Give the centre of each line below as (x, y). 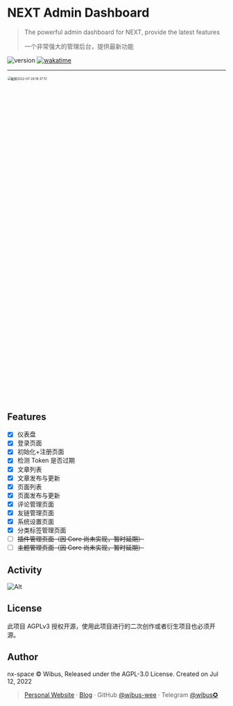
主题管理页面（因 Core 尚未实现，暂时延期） (80, 548)
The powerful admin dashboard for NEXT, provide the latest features (122, 32)
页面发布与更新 (38, 495)
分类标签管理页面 (42, 530)
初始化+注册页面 (41, 452)
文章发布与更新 (38, 478)
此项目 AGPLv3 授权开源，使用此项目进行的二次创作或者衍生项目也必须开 (111, 626)
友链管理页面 (35, 513)
